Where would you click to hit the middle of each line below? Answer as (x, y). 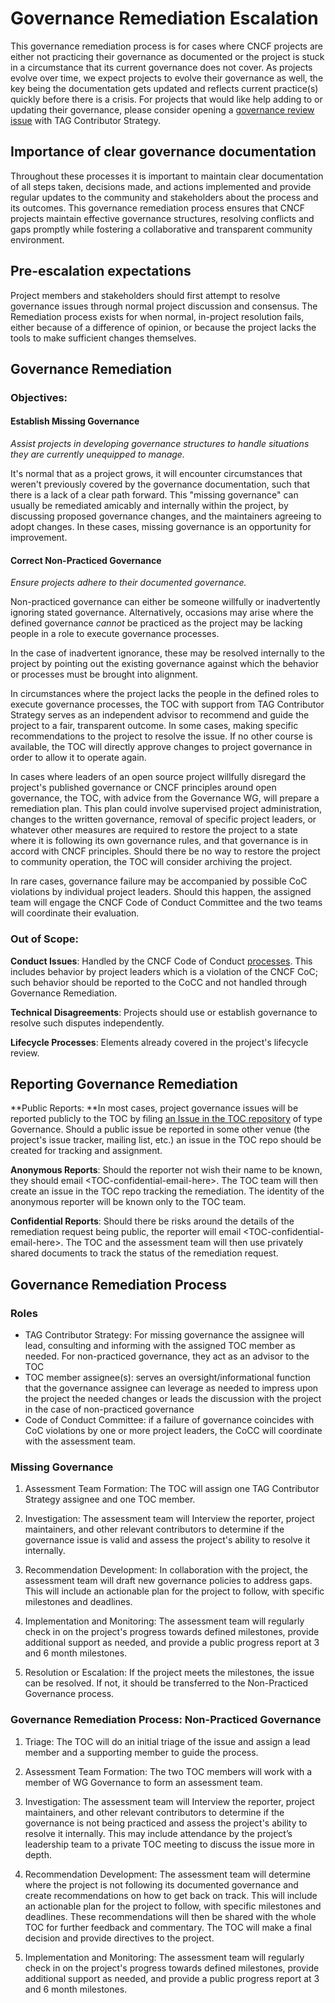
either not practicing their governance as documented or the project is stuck (167, 56)
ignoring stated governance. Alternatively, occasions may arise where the (162, 613)
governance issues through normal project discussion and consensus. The (164, 306)
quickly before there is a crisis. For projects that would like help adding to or (166, 99)
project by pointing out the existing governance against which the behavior (164, 664)
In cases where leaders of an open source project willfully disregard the (158, 777)
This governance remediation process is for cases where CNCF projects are (166, 46)
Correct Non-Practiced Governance (86, 560)
